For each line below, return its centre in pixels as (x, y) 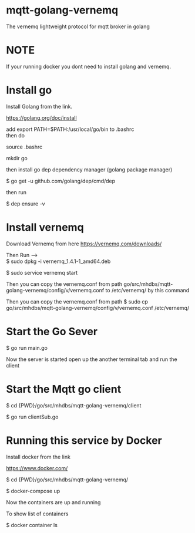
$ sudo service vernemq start (42, 272)
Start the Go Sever (52, 331)
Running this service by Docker (84, 440)
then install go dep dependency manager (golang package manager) (89, 169)
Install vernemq (45, 227)
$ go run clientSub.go (32, 417)
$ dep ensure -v (26, 204)
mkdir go (17, 158)
